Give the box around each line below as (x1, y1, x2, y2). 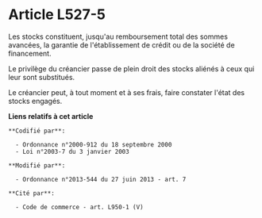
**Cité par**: (8, 189, 56, 197)
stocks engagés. (8, 96, 63, 105)
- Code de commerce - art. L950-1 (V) (15, 203, 144, 211)
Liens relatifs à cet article (8, 111, 94, 120)
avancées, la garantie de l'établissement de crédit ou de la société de (8, 40, 236, 49)
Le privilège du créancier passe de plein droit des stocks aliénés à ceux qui (8, 63, 255, 73)
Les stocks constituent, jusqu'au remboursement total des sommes (8, 32, 229, 41)
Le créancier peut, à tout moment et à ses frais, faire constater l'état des (8, 87, 245, 97)
